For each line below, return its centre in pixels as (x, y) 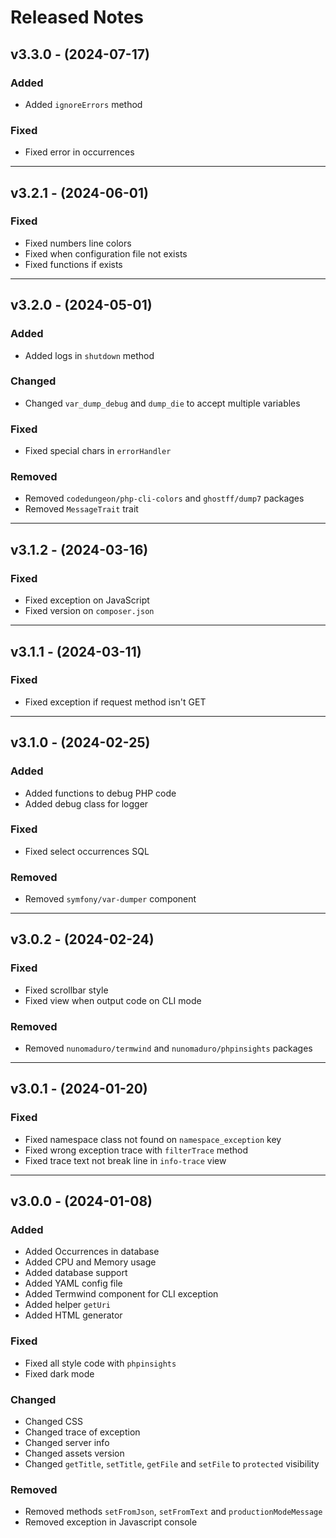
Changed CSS (53, 1422)
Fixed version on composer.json (89, 611)
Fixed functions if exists (73, 264)
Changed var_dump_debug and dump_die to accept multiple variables (162, 403)
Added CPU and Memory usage (90, 1262)
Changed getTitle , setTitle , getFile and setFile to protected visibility (172, 1464)
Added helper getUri (67, 1305)
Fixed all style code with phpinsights (100, 1363)
